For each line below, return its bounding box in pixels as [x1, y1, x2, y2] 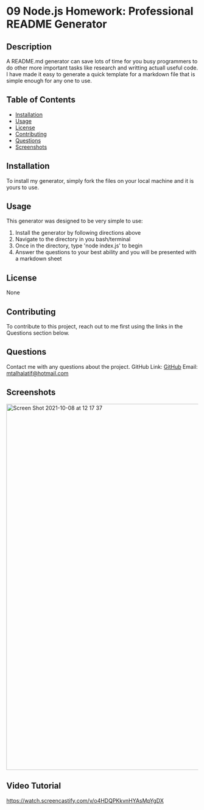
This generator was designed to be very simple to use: [6, 218, 143, 225]
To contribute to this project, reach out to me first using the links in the [6, 323, 183, 330]
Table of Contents [6, 94, 76, 105]
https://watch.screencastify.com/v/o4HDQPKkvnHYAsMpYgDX [6, 797, 164, 804]
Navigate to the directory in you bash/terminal [15, 236, 131, 243]
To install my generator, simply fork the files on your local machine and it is [6, 177, 194, 184]
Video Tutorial [6, 781, 62, 791]
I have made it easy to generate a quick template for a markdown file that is [6, 71, 195, 77]
